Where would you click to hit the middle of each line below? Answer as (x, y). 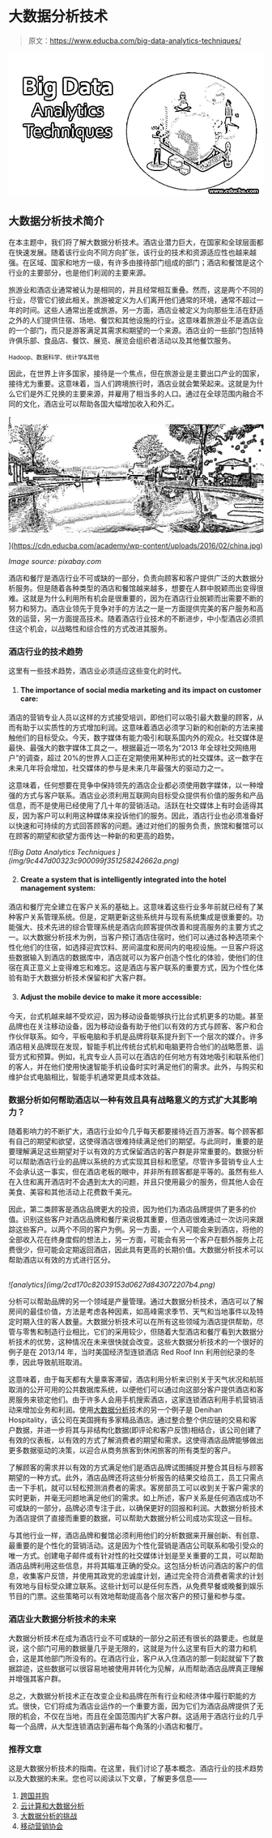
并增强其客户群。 (37, 1679)
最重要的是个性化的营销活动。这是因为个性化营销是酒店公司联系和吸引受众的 (136, 1545)
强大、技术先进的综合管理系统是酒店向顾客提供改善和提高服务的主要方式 (136, 927)
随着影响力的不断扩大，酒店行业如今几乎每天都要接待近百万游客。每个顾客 (132, 1131)
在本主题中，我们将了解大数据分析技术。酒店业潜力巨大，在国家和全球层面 (132, 242)
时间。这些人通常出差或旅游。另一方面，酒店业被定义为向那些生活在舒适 (143, 310)
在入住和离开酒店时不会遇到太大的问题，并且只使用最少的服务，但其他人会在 (136, 1182)
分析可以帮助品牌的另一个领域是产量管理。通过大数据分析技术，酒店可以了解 (136, 1301)
